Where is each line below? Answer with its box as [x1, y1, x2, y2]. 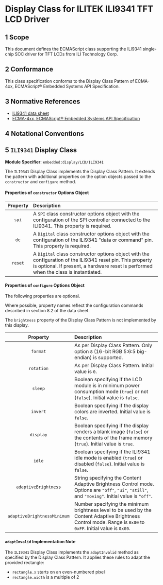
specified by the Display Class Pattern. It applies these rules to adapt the [5, 554, 150, 560]
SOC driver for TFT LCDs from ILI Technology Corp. [15, 51, 118, 57]
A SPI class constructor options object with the [33, 211, 140, 217]
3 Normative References [5, 97, 81, 106]
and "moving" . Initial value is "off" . [74, 493, 153, 499]
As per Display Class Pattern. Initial [74, 362, 154, 369]
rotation [28, 366, 49, 372]
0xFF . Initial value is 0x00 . [74, 525, 130, 532]
